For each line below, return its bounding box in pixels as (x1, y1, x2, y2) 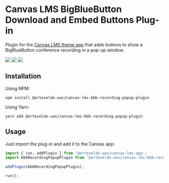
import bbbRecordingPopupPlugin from (5, 155, 84, 160)
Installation (5, 72, 41, 81)
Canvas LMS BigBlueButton (5, 4, 122, 15)
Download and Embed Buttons (5, 14, 134, 26)
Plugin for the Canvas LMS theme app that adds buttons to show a (5, 41, 143, 47)
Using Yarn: (5, 104, 30, 110)
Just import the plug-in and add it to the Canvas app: (5, 141, 115, 147)
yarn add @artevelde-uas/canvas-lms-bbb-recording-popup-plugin (5, 113, 143, 119)
